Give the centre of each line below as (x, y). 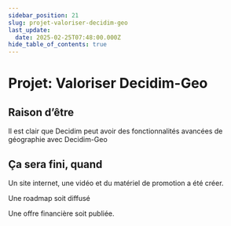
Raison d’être (41, 112)
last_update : (29, 30)
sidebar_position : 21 (44, 15)
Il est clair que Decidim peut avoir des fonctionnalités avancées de (115, 131)
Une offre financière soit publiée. (62, 213)
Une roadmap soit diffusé (49, 198)
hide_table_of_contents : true (58, 45)
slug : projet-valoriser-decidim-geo (68, 23)
